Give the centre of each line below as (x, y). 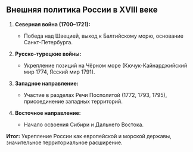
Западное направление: (46, 83)
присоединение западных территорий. (73, 101)
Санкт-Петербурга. (48, 42)
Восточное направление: (48, 113)
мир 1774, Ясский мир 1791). (59, 72)
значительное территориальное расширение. (65, 142)
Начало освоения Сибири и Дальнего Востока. (84, 124)
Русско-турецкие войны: (48, 54)
